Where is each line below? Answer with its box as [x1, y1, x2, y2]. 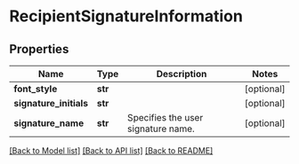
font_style [13, 82, 58, 95]
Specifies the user [127, 112, 204, 123]
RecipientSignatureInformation [9, 6, 243, 27]
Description [156, 68, 207, 80]
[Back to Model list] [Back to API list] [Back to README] [9, 145, 214, 156]
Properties [9, 42, 69, 57]
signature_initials [13, 98, 89, 109]
